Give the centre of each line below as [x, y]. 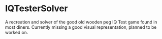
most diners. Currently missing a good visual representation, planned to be [81, 27]
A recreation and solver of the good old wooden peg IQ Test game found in [81, 22]
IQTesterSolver [36, 9]
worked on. [16, 32]
